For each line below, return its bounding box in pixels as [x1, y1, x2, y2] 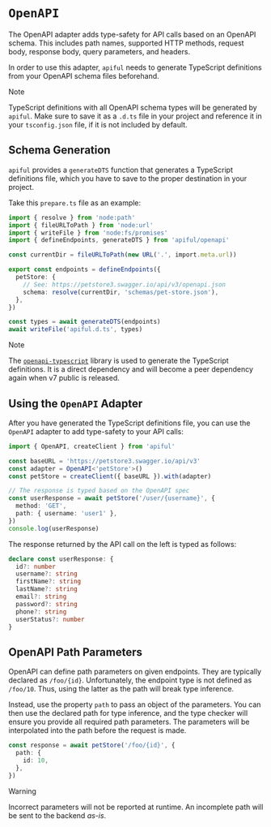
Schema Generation [8, 144, 111, 157]
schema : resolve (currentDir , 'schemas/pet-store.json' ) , [23, 288, 219, 296]
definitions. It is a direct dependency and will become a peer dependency [8, 364, 253, 374]
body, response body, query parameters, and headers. [8, 46, 191, 56]
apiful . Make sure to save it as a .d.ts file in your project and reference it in [8, 111, 262, 121]
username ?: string [15, 570, 78, 578]
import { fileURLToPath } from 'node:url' [8, 221, 154, 229]
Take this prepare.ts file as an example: [8, 197, 142, 208]
